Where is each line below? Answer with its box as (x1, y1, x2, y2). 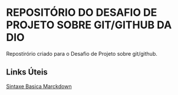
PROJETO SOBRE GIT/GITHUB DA (6, 18, 172, 32)
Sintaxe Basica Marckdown (6, 83, 72, 90)
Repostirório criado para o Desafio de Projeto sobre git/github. (6, 50, 157, 57)
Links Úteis (6, 67, 48, 77)
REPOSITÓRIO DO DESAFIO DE (6, 6, 157, 19)
